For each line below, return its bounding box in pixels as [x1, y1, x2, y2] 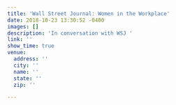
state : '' [13, 74, 42, 82]
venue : [7, 49, 27, 56]
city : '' [13, 62, 39, 69]
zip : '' [13, 81, 36, 88]
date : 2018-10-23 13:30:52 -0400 [7, 17, 105, 24]
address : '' [13, 56, 49, 63]
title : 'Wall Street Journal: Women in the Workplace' [7, 10, 170, 17]
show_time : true [7, 42, 54, 49]
